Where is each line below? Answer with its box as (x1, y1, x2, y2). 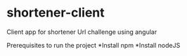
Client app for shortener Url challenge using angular (6, 28, 157, 36)
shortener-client (6, 5, 105, 21)
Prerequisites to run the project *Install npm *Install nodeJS (6, 41, 181, 49)
